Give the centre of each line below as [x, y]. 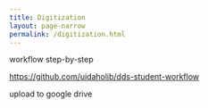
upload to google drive [51, 94]
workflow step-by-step [51, 60]
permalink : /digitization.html [67, 34]
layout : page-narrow [48, 26]
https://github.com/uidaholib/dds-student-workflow [104, 77]
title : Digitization [48, 17]
